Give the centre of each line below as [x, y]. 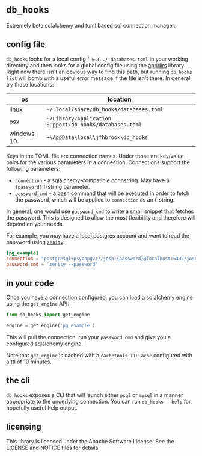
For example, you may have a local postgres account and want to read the [98, 235]
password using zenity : [35, 242]
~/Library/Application [78, 118]
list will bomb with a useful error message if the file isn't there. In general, [99, 78]
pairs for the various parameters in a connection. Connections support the [98, 162]
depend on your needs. [35, 224]
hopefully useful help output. [42, 408]
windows [22, 134]
